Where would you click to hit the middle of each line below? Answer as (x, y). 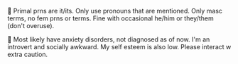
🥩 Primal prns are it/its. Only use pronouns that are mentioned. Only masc (115, 11)
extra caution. (28, 54)
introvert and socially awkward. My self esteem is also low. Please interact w (119, 47)
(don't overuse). (31, 26)
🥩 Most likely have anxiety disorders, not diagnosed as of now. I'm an (109, 39)
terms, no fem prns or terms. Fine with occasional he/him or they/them (111, 18)
